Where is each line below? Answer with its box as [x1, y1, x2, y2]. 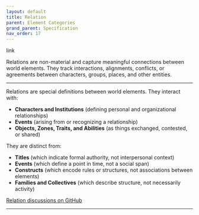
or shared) [14, 131, 40, 138]
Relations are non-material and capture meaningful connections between [6, 59, 185, 66]
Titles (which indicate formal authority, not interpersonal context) [14, 154, 175, 161]
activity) [14, 185, 35, 192]
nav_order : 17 [6, 31, 41, 37]
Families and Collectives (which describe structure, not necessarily [14, 179, 181, 187]
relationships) [14, 112, 49, 119]
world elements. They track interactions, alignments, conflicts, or [6, 65, 165, 72]
